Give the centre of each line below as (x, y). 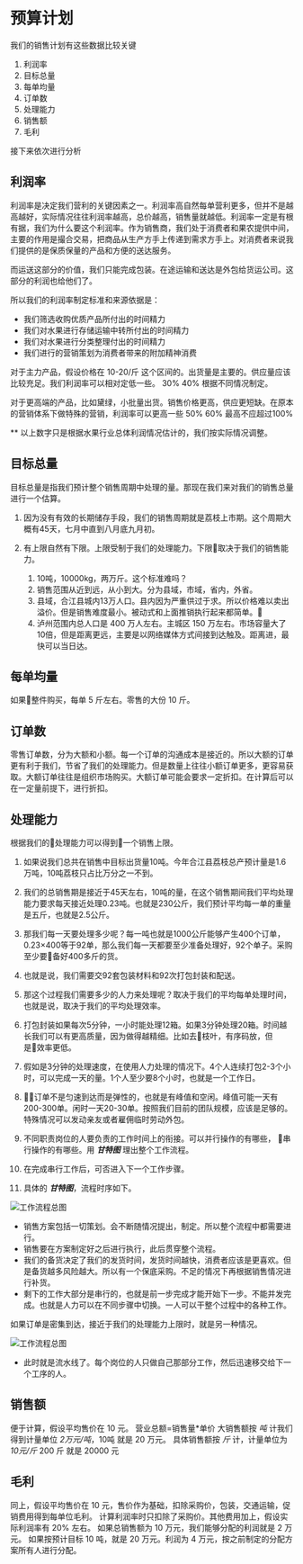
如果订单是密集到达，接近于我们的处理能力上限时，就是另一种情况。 (136, 1324)
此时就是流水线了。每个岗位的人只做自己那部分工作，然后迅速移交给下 (153, 1362)
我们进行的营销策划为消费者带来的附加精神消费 (110, 353)
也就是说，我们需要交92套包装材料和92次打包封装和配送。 (132, 975)
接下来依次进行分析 (46, 150)
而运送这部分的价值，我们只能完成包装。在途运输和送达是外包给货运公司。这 (152, 269)
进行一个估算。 (38, 498)
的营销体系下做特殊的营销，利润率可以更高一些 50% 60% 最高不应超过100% (152, 413)
